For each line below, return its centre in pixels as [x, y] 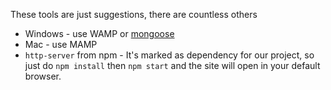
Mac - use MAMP [61, 44]
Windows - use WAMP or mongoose [99, 33]
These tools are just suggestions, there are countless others [134, 14]
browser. [43, 76]
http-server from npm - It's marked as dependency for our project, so [169, 55]
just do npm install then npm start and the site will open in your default [172, 65]
